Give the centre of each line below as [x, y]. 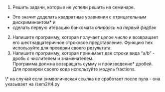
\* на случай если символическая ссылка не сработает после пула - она [83, 79]
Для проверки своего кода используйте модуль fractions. [74, 69]
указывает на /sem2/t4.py [32, 84]
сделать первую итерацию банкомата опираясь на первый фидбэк [84, 27]
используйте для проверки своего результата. [62, 48]
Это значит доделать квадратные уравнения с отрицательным [79, 17]
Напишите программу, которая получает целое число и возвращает [85, 37]
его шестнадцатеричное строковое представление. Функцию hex [82, 42]
